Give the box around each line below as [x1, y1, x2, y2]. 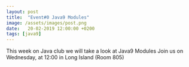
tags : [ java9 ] [6, 31, 42, 37]
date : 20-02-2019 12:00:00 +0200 [6, 25, 95, 32]
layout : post [6, 8, 39, 15]
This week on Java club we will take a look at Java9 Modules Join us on [6, 47, 184, 54]
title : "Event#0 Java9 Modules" [6, 14, 90, 20]
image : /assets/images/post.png [6, 20, 87, 26]
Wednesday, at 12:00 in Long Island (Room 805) [6, 54, 124, 61]
